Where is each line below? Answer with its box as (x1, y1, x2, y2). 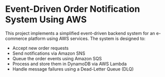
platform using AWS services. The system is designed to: (28, 36, 146, 41)
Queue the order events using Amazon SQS (12, 55, 102, 61)
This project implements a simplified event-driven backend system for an (5, 30, 156, 36)
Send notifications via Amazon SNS (12, 50, 86, 56)
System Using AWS (5, 14, 87, 25)
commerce (5, 36, 27, 41)
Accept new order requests (12, 45, 69, 51)
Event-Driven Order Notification (5, 3, 141, 15)
